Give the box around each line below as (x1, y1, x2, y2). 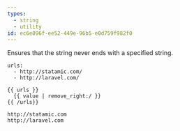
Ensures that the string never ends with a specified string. (7, 49, 173, 57)
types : (7, 10, 27, 17)
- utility (13, 23, 42, 30)
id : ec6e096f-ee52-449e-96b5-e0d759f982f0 (7, 29, 133, 37)
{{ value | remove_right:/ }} (13, 93, 101, 100)
